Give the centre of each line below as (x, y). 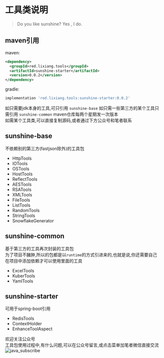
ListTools (21, 205)
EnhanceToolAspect (32, 329)
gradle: (12, 89)
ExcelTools (23, 270)
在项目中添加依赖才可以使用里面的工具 (44, 261)
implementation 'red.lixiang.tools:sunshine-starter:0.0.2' (68, 98)
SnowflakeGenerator (33, 220)
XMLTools (22, 194)
